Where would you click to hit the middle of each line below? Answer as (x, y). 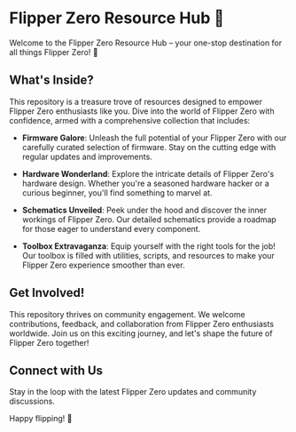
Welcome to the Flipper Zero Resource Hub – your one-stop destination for (146, 43)
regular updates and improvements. (87, 156)
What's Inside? (52, 80)
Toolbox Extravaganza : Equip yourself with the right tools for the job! (149, 246)
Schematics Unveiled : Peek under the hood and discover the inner (144, 210)
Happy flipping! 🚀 (41, 419)
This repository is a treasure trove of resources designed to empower (136, 101)
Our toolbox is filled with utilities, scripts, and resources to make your (148, 255)
